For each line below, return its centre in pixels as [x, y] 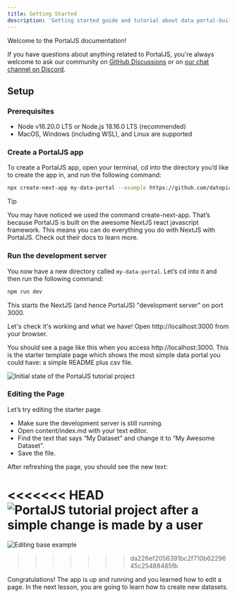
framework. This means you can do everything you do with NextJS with [111, 230]
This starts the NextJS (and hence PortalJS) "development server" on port [115, 305]
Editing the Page [36, 394]
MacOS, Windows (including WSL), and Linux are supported [105, 134]
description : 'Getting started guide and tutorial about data [101, 20]
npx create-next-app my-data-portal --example [77, 188]
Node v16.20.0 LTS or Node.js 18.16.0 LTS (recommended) [102, 127]
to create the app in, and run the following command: [84, 175]
